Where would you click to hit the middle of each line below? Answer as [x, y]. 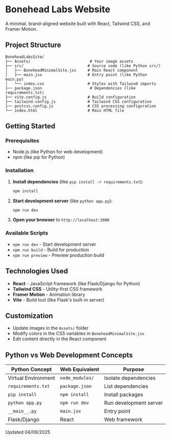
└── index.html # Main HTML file [65, 110]
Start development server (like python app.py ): [63, 201]
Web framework [123, 420]
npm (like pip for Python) [39, 157]
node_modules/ [77, 378]
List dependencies [126, 386]
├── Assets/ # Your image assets [69, 61]
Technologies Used [36, 271]
